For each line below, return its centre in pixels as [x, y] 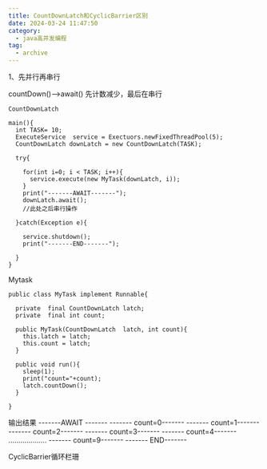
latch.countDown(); [55, 386]
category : [25, 30]
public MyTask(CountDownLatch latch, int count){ [102, 330]
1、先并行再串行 [34, 77]
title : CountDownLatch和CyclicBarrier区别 [78, 16]
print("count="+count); [62, 378]
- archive [32, 53]
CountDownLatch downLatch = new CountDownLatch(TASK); [109, 144]
